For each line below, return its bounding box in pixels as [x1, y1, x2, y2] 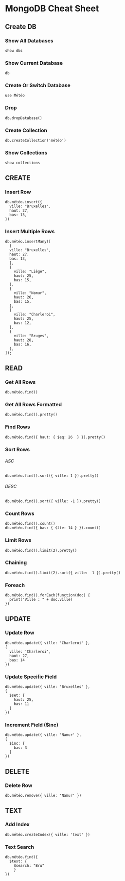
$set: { [9, 693, 25, 698]
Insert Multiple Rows [5, 228, 55, 235]
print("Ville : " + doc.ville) [9, 597, 73, 602]
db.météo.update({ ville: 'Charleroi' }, [5, 640, 90, 645]
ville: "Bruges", [14, 334, 49, 339]
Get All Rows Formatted [5, 401, 62, 408]
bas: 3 [14, 745, 27, 750]
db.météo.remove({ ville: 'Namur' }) [5, 793, 82, 798]
